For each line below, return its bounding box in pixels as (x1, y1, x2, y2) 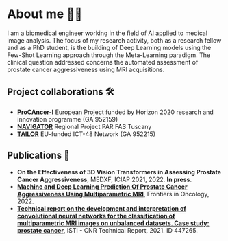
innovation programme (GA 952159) (16, 115, 118, 123)
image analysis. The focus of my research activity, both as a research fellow (7, 36, 222, 44)
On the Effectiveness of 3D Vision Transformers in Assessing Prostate (16, 168, 221, 176)
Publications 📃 (7, 150, 70, 161)
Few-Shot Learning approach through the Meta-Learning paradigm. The (7, 51, 211, 59)
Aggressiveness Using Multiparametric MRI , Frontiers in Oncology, (16, 190, 210, 198)
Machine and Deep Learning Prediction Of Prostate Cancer (16, 182, 188, 191)
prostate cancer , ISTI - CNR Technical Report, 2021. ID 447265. (16, 226, 199, 234)
